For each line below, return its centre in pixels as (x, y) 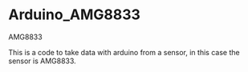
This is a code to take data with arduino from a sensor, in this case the (124, 52)
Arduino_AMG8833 (74, 15)
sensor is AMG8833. (42, 61)
